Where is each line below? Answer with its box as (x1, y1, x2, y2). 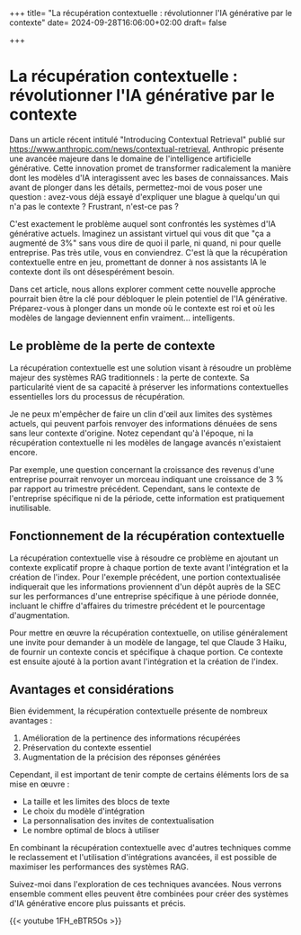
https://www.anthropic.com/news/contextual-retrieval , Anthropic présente (9, 143, 285, 154)
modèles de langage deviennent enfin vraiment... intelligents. (9, 312, 235, 323)
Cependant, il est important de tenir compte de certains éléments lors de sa (9, 769, 289, 780)
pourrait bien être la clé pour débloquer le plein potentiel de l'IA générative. (9, 292, 288, 304)
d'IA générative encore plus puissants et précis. (9, 898, 186, 909)
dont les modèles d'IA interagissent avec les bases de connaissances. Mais (9, 172, 289, 183)
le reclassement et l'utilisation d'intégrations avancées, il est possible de (9, 852, 277, 863)
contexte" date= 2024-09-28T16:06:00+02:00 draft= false (9, 17, 227, 28)
